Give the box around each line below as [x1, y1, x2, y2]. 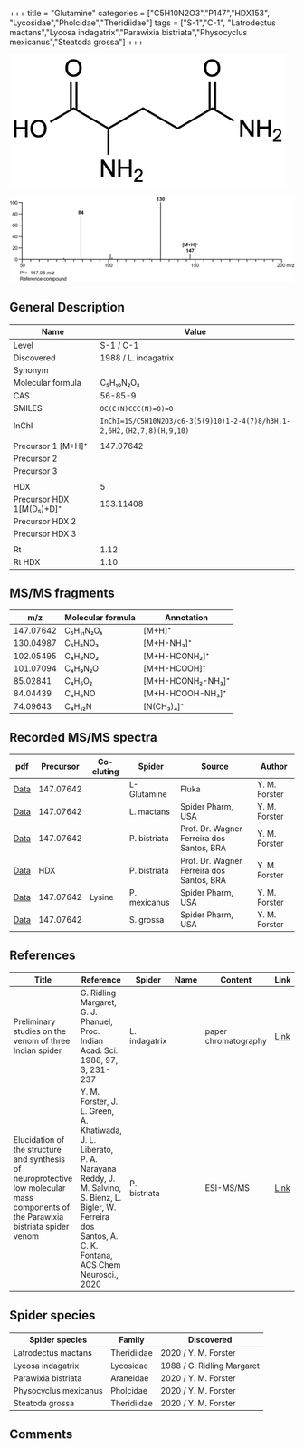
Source [200, 761, 229, 772]
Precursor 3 [13, 465, 58, 476]
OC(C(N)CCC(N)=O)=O [100, 404, 174, 413]
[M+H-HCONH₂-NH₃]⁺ [143, 676, 231, 686]
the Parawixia [13, 1212, 64, 1223]
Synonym [13, 365, 49, 376]
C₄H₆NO [64, 688, 96, 699]
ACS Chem [80, 1260, 121, 1271]
